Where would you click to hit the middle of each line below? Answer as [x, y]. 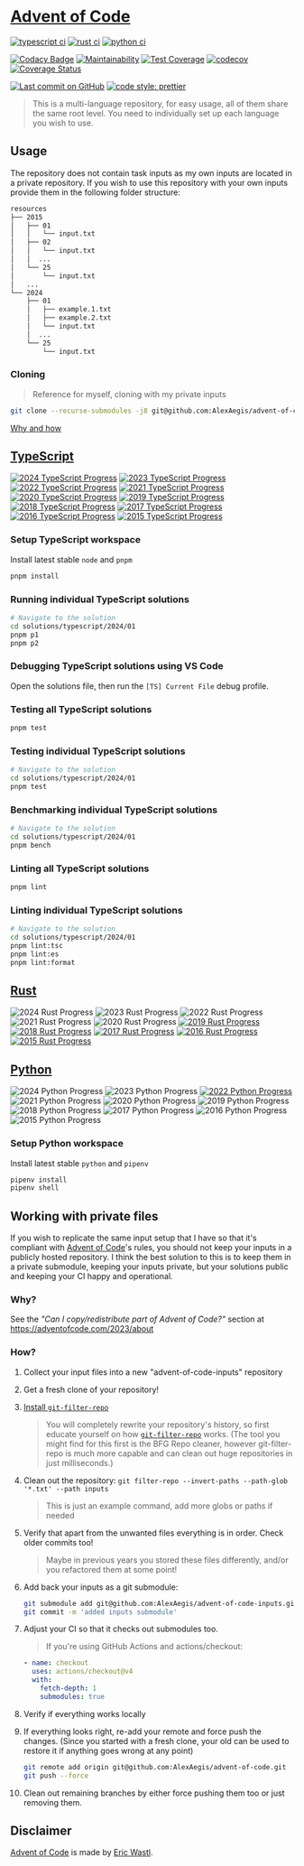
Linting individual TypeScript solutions [97, 910]
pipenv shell [35, 1188]
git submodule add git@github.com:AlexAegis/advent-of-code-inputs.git [161, 1603]
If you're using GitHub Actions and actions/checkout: [144, 1647]
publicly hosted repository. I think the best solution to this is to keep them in [151, 1258]
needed [60, 1515]
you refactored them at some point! [111, 1569]
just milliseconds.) [79, 1462]
